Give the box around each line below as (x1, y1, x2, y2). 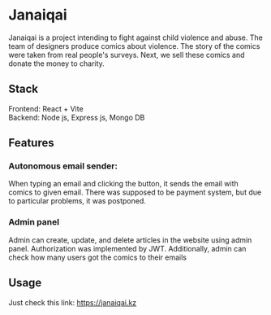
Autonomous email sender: (8, 160, 118, 172)
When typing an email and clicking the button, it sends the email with (8, 179, 239, 189)
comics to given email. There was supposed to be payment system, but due (8, 187, 262, 197)
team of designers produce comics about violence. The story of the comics (8, 41, 260, 50)
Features (8, 136, 54, 150)
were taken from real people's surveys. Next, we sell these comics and (8, 50, 245, 59)
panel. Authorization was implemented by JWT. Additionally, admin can (8, 243, 247, 253)
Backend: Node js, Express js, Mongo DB (8, 112, 145, 122)
